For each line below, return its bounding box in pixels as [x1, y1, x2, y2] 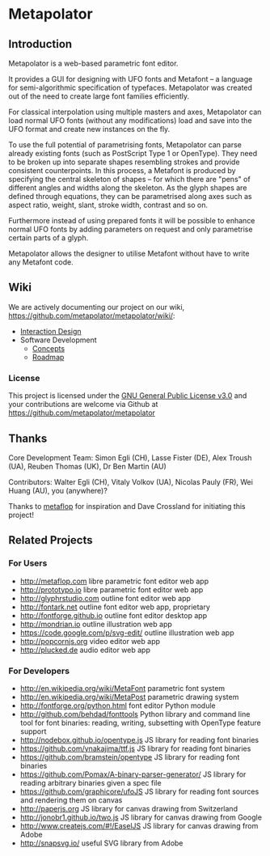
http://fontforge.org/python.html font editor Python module [19, 701, 216, 710]
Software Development [19, 335, 97, 345]
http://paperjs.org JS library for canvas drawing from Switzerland [19, 803, 238, 813]
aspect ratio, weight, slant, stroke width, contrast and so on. [8, 200, 209, 210]
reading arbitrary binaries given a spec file [19, 778, 162, 787]
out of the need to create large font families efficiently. [8, 91, 190, 101]
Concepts [32, 343, 65, 353]
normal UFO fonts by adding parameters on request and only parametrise [8, 224, 253, 234]
